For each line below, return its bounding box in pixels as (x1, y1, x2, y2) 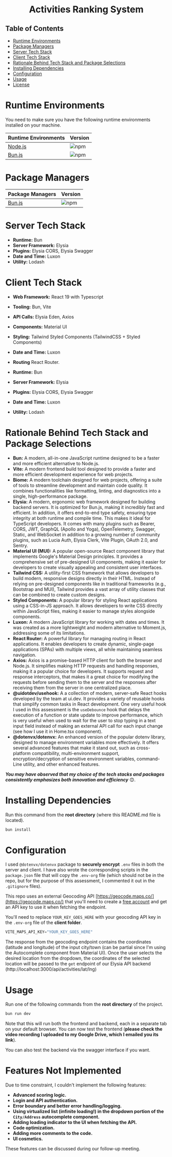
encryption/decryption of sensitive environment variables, (12, 756, 136, 762)
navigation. (12, 652, 37, 658)
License (12, 81, 30, 87)
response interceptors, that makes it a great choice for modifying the (12, 673, 159, 680)
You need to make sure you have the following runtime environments (5, 116, 150, 122)
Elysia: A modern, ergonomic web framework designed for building (12, 498, 156, 505)
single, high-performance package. (12, 493, 88, 499)
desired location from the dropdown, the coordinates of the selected (5, 955, 150, 961)
